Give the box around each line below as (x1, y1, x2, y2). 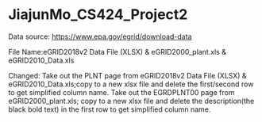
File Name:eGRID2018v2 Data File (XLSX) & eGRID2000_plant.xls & (8, 47, 226, 56)
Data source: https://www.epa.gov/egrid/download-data (8, 32, 192, 41)
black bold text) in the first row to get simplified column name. (8, 105, 211, 114)
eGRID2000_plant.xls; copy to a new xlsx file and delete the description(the (8, 96, 255, 105)
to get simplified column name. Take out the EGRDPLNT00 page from (8, 87, 235, 97)
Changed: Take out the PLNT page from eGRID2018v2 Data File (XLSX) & (8, 71, 248, 80)
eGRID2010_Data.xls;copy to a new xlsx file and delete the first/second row (8, 79, 254, 89)
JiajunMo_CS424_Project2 (8, 6, 188, 24)
